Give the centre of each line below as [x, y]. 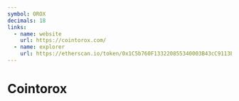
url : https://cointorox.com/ [63, 41]
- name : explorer [39, 47]
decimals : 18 [27, 21]
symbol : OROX [27, 14]
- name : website [38, 34]
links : [17, 27]
